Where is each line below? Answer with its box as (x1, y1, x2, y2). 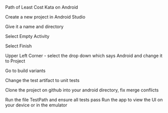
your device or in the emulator (5, 102, 68, 108)
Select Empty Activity (5, 33, 50, 39)
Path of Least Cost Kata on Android (5, 4, 78, 10)
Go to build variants (5, 67, 46, 73)
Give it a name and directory (5, 23, 64, 29)
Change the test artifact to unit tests (5, 77, 80, 83)
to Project (5, 58, 26, 64)
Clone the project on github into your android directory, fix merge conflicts (5, 87, 159, 93)
